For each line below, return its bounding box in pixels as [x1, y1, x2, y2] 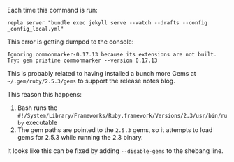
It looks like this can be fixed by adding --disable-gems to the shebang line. [7, 147, 224, 155]
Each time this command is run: [7, 6, 98, 14]
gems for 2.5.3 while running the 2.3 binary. [17, 133, 143, 141]
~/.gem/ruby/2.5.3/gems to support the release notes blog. [7, 76, 176, 85]
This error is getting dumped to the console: [7, 38, 134, 46]
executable [25, 118, 58, 127]
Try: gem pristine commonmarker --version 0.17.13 [7, 57, 158, 64]
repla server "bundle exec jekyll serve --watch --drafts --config [7, 19, 208, 26]
